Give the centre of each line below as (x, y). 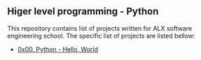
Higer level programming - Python (83, 12)
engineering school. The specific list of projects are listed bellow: (101, 36)
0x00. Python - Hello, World (58, 49)
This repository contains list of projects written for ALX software (100, 28)
